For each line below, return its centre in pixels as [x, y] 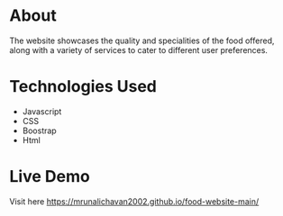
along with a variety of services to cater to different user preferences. [139, 49]
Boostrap [39, 130]
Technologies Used [83, 87]
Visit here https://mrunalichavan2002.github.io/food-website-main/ [134, 201]
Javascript [42, 111]
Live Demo [50, 177]
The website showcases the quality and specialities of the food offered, [142, 40]
